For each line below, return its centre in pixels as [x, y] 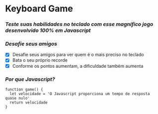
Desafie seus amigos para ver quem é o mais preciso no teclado [78, 55]
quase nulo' [17, 98]
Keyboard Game [39, 9]
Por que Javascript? [30, 79]
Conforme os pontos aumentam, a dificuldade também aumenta [78, 66]
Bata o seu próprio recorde [40, 60]
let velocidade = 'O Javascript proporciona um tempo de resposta [80, 94]
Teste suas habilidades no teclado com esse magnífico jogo [79, 24]
